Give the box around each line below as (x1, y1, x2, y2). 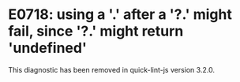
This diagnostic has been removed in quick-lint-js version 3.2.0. (8, 65, 216, 74)
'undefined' (8, 39, 87, 57)
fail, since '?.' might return (8, 22, 184, 40)
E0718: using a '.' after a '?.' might (8, 6, 233, 24)
